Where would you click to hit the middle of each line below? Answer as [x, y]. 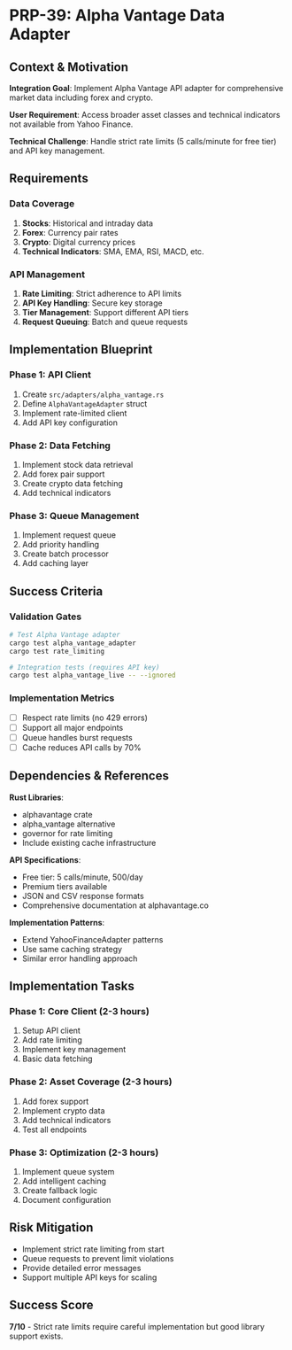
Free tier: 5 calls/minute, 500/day [82, 877]
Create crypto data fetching [73, 483]
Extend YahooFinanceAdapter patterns [92, 939]
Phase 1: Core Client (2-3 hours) [80, 1011]
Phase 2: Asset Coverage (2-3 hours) [91, 1082]
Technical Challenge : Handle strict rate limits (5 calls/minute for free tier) [143, 141]
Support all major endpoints [73, 727]
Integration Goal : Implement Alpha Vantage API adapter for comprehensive [146, 88]
